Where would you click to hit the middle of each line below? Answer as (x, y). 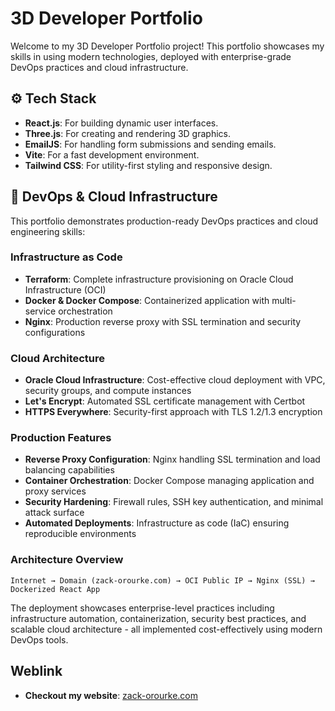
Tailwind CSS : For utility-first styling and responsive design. (148, 165)
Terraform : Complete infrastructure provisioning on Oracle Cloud (159, 279)
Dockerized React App (55, 589)
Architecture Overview (67, 560)
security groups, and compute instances (108, 391)
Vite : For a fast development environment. (112, 154)
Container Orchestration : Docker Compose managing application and (169, 481)
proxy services (55, 491)
